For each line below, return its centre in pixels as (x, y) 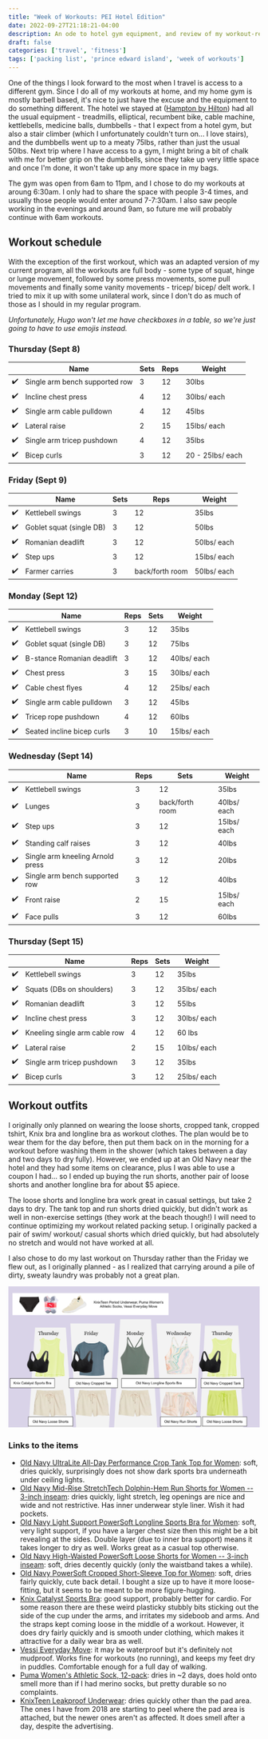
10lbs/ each (197, 1047)
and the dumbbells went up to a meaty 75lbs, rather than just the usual (124, 142)
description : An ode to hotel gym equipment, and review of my (116, 34)
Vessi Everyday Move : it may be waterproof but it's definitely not (126, 1650)
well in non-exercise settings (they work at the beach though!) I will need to (132, 1217)
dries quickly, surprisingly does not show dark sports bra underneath (133, 1471)
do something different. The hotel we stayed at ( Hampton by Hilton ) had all (131, 108)
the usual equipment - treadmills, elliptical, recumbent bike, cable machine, (132, 117)
